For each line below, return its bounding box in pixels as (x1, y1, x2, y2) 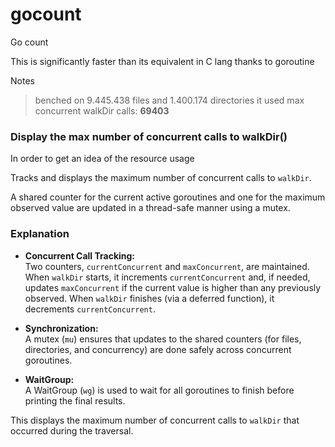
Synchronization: (24, 322, 99, 334)
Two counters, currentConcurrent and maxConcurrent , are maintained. (24, 260, 310, 272)
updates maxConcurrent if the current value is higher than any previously (24, 281, 322, 293)
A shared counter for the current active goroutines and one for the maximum (10, 191, 326, 203)
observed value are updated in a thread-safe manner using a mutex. (10, 202, 291, 214)
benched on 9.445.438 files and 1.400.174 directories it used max (34, 94, 305, 106)
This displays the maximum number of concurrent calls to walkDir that (10, 414, 300, 426)
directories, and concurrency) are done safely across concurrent (24, 343, 292, 355)
